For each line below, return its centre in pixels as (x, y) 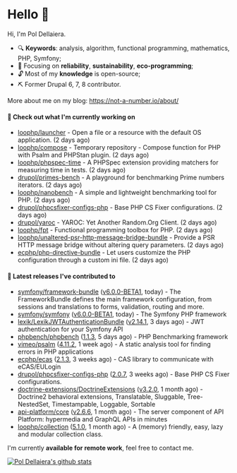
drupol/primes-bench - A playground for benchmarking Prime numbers (121, 178)
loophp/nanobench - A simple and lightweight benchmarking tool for (117, 193)
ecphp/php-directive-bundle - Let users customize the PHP (104, 253)
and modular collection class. (60, 434)
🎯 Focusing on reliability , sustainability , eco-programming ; (105, 66)
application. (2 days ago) (54, 140)
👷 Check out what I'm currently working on (71, 116)
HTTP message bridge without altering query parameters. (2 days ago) (121, 245)
